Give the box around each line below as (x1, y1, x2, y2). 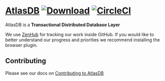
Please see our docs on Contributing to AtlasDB (5, 70, 104, 76)
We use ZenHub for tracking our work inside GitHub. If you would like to (5, 31, 154, 37)
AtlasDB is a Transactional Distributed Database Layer (5, 22, 120, 28)
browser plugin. (5, 42, 38, 48)
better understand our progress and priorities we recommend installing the (5, 37, 160, 43)
